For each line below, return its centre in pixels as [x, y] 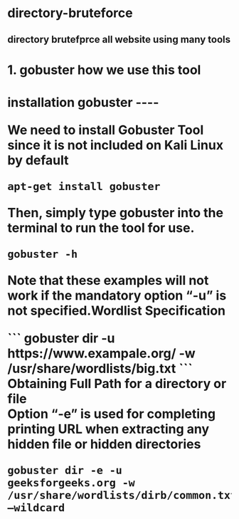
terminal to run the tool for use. [101, 227]
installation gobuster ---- [83, 102]
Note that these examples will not [108, 280]
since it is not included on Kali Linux [116, 145]
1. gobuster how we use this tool [104, 70]
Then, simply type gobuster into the [116, 213]
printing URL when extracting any [108, 429]
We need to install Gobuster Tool [106, 130]
